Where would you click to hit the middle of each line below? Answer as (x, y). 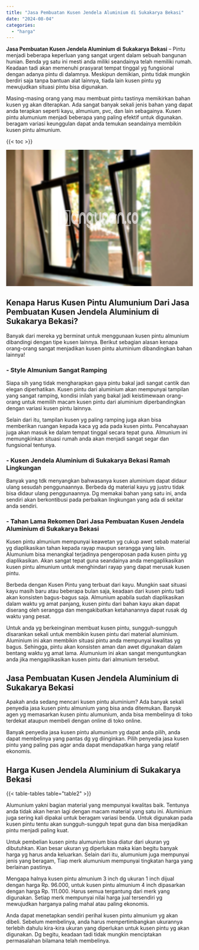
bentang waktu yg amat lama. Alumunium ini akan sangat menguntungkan (96, 653)
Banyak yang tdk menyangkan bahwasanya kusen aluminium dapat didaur (97, 481)
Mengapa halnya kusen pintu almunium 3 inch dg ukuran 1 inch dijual (90, 879)
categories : (21, 25)
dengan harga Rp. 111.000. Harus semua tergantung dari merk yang (88, 891)
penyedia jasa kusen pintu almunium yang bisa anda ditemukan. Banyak (94, 708)
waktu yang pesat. (29, 616)
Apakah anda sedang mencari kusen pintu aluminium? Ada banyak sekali (95, 702)
